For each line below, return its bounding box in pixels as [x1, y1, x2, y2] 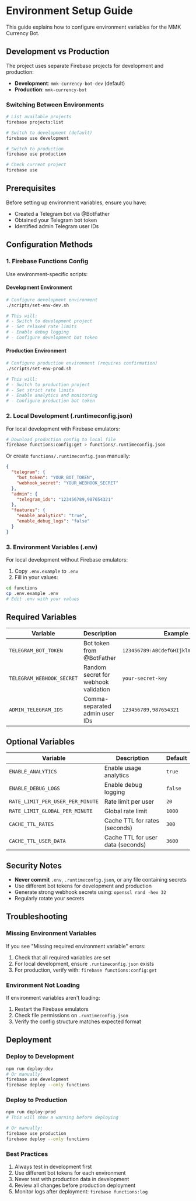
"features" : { [11, 507, 45, 513]
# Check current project [6, 162, 66, 168]
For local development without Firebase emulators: [6, 556, 128, 563]
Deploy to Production [6, 1096, 68, 1104]
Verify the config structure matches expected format [14, 1018, 141, 1025]
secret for [83, 671, 110, 679]
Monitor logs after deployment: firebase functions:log [14, 1188, 148, 1195]
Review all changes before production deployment [14, 1182, 136, 1189]
